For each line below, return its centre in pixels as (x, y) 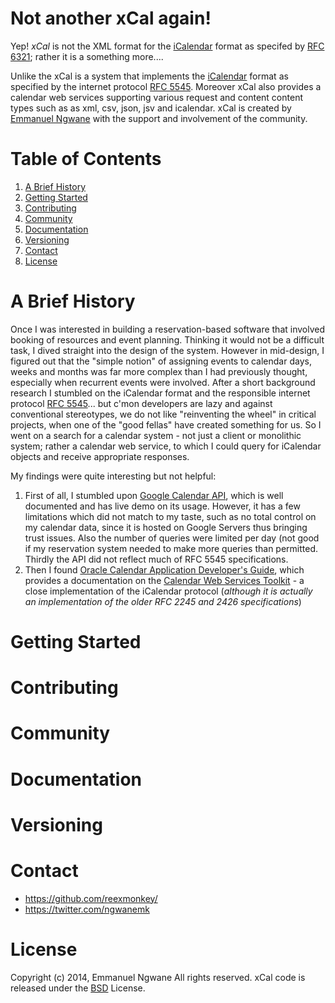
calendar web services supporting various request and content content (156, 97)
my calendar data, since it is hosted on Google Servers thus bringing (166, 527)
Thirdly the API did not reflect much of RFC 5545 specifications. (156, 559)
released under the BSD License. (78, 988)
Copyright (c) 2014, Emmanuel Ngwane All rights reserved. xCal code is (158, 977)
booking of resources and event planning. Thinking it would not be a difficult (167, 339)
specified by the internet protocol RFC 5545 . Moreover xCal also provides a (166, 86)
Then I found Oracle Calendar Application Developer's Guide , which (164, 569)
